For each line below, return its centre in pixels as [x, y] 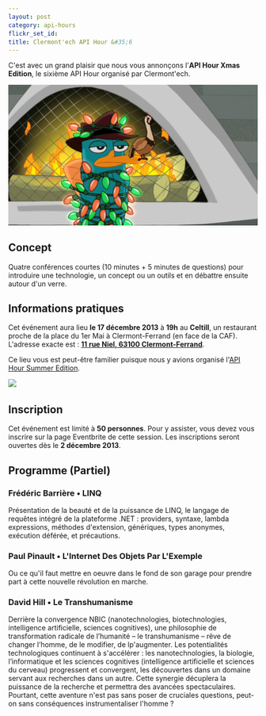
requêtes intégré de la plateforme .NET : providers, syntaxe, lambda [119, 519]
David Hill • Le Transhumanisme [70, 603]
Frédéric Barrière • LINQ [55, 493]
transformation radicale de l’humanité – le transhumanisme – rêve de [120, 636]
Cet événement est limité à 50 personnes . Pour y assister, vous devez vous [131, 429]
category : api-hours [42, 25]
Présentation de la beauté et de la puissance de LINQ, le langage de [119, 510]
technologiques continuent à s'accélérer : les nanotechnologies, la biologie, [131, 653]
